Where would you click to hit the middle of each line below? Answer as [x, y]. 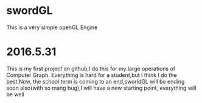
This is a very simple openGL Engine [52, 27]
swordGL [30, 11]
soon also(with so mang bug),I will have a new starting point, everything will [101, 88]
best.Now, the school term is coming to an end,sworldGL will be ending [96, 81]
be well [15, 94]
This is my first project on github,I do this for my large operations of [91, 68]
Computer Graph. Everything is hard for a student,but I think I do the [92, 75]
